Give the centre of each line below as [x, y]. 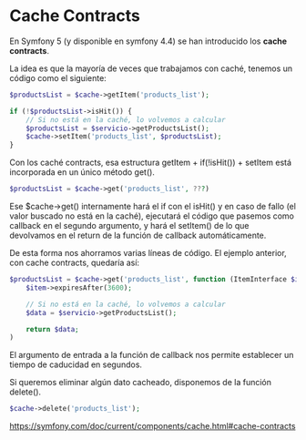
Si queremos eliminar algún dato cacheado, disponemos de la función [140, 383]
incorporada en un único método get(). [82, 172]
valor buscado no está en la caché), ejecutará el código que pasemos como [152, 216]
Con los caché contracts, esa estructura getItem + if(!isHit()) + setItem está [151, 163]
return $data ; [52, 329]
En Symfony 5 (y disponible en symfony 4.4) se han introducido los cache [148, 41]
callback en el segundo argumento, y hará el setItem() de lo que [129, 226]
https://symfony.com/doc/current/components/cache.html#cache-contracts [153, 426]
